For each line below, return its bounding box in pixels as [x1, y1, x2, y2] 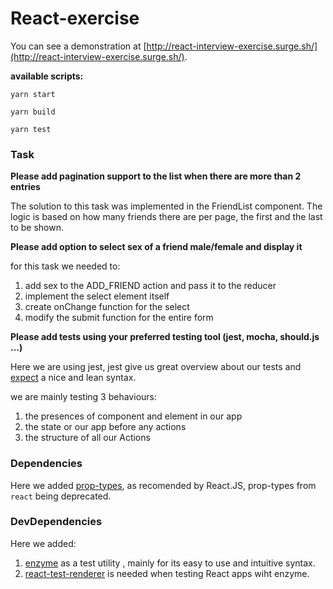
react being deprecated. [10, 490, 112, 502]
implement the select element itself [24, 290, 170, 302]
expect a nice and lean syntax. [10, 372, 137, 384]
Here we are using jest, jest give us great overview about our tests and [10, 361, 302, 373]
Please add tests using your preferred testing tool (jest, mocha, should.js [10, 331, 320, 343]
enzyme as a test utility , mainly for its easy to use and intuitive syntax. [24, 557, 316, 569]
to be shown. [10, 222, 65, 234]
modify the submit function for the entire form [24, 312, 214, 324]
